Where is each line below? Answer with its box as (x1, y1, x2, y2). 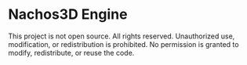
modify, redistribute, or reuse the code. (8, 48, 135, 57)
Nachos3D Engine (8, 5, 128, 23)
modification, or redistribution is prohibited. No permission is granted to (8, 39, 239, 49)
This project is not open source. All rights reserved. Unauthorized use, (8, 31, 235, 41)
